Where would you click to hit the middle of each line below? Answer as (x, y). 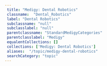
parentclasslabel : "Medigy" (36, 38)
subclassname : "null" (29, 24)
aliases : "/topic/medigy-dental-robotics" (52, 51)
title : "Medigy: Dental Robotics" (42, 10)
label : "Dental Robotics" (33, 19)
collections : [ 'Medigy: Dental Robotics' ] (51, 47)
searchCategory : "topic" (32, 56)
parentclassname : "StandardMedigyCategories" (54, 33)
